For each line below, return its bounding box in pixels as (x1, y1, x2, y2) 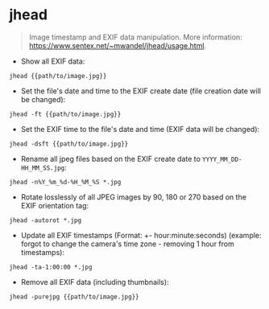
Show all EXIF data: (20, 56, 85, 66)
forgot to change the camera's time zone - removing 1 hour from (20, 239, 234, 249)
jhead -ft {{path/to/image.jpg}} (9, 110, 122, 118)
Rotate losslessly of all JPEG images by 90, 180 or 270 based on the (20, 192, 246, 202)
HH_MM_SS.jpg (20, 163, 65, 172)
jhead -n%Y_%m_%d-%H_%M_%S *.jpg (9, 178, 122, 186)
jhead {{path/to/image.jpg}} (9, 72, 107, 80)
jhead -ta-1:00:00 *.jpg (9, 263, 93, 271)
